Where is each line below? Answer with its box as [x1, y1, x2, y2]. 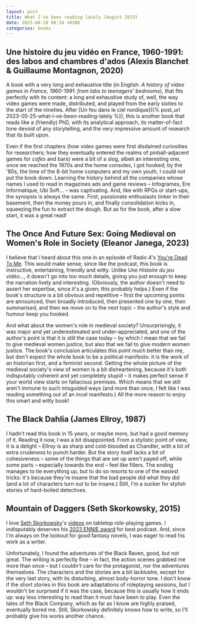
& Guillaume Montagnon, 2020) [6, 66, 123, 76]
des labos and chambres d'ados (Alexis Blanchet [6, 56, 189, 66]
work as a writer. [6, 538, 46, 545]
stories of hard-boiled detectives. [6, 486, 87, 493]
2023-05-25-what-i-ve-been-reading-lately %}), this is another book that [6, 113, 185, 120]
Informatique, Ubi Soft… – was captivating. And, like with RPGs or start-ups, [6, 187, 189, 194]
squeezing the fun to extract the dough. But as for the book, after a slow [6, 206, 181, 213]
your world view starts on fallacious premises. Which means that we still [6, 378, 181, 385]
